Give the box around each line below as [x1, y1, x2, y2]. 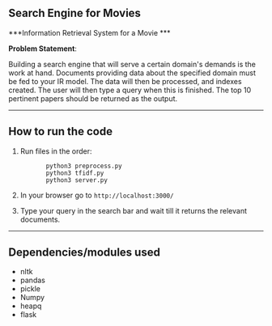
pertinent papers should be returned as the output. [8, 93, 178, 104]
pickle [19, 284, 40, 294]
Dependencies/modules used [8, 246, 160, 260]
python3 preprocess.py [45, 162, 123, 170]
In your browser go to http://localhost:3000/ [19, 190, 174, 200]
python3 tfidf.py [45, 169, 104, 177]
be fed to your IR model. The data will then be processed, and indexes [8, 76, 242, 86]
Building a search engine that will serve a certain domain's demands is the [8, 59, 257, 69]
